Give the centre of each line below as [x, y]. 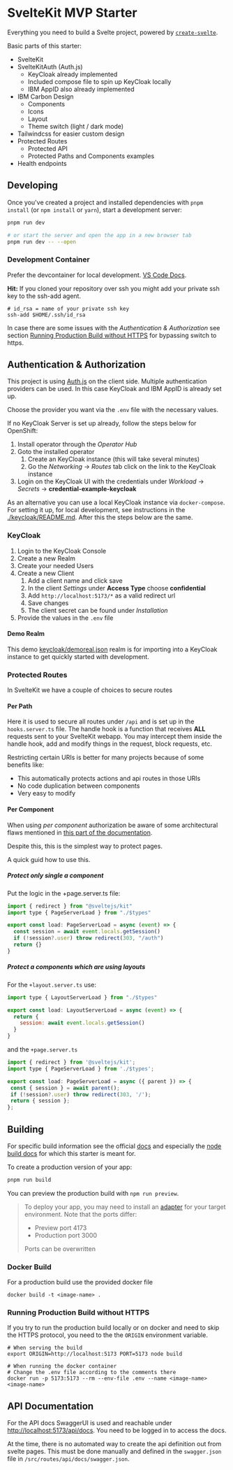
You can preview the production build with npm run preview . [93, 1193]
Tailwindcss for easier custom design [71, 134]
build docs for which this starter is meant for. [72, 1153]
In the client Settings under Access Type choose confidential [116, 588]
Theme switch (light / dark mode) [76, 126]
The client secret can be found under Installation [98, 610]
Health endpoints [42, 163]
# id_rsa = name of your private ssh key [68, 309]
